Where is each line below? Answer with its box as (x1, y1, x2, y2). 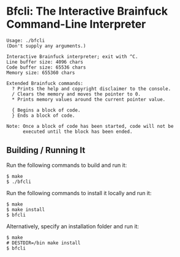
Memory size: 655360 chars (6, 69, 75, 76)
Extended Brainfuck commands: (6, 80, 84, 86)
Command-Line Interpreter (6, 17, 146, 31)
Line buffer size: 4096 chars (6, 59, 84, 65)
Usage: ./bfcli (6, 37, 45, 43)
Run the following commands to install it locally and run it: (6, 189, 152, 196)
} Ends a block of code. (12, 112, 75, 119)
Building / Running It (6, 145, 86, 155)
